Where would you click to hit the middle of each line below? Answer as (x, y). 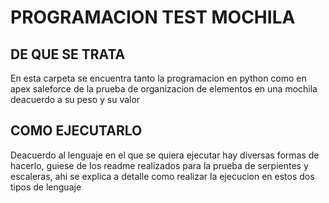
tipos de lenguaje (46, 187)
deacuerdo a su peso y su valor (75, 99)
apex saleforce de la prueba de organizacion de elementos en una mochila (164, 89)
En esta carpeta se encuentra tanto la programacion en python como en (158, 78)
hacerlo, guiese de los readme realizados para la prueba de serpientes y (159, 165)
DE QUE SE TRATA (68, 54)
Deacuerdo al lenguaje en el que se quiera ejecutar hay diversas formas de (165, 155)
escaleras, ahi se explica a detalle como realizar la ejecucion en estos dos (162, 176)
